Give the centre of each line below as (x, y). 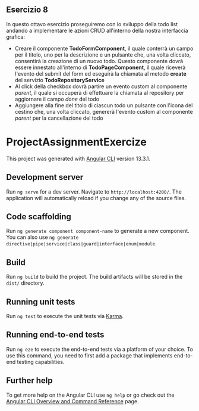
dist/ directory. (25, 283)
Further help (30, 381)
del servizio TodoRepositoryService (60, 80)
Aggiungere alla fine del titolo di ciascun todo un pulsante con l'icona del (104, 105)
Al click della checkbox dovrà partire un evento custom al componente (101, 86)
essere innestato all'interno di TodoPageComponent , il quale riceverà (100, 67)
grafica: (16, 37)
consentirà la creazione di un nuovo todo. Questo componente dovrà (99, 61)
